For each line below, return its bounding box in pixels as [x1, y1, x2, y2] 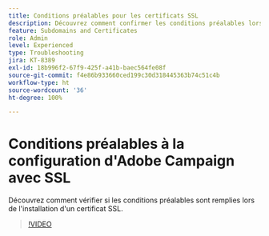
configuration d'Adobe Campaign [8, 152, 235, 170]
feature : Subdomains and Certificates [8, 26, 138, 34]
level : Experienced [8, 42, 74, 50]
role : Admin [8, 34, 48, 42]
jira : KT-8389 [8, 57, 56, 65]
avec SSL [8, 169, 71, 187]
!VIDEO [27, 219, 52, 229]
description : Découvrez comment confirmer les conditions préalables [8, 19, 246, 27]
